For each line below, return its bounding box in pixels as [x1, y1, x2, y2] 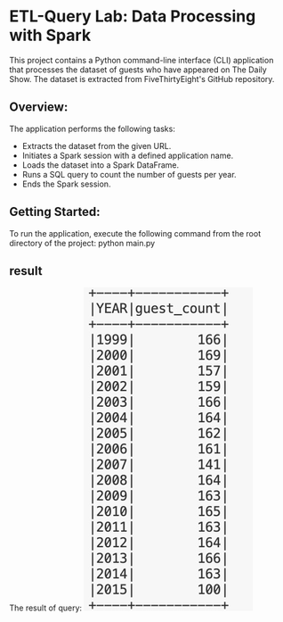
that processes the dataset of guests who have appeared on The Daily [9, 64, 267, 75]
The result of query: [9, 602, 83, 613]
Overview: [9, 100, 69, 115]
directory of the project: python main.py [9, 237, 156, 248]
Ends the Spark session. [21, 178, 111, 189]
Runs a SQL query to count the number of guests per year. [21, 169, 238, 179]
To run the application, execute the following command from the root [9, 228, 261, 238]
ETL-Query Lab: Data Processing [9, 6, 256, 27]
